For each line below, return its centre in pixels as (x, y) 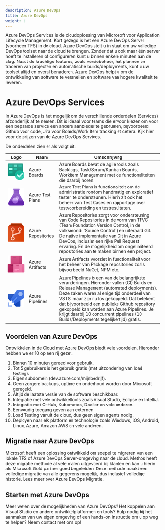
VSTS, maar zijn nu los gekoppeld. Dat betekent (107, 299)
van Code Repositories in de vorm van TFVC (104, 220)
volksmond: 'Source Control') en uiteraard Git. (105, 230)
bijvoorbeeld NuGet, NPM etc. (89, 270)
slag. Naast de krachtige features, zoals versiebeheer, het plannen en (76, 62)
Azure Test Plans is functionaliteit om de (99, 187)
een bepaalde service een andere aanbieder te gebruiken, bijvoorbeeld (77, 126)
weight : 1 (16, 21)
